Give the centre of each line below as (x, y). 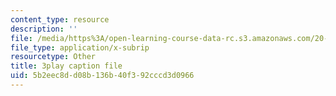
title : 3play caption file (66, 66)
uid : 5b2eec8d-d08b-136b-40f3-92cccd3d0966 (102, 76)
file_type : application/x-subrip (80, 47)
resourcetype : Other (53, 57)
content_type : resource (60, 19)
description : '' (44, 29)
